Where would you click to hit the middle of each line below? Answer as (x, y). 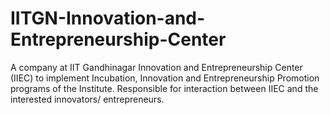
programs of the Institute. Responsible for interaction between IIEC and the (164, 88)
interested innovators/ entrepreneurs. (87, 99)
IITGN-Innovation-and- (108, 18)
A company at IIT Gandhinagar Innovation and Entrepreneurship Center (156, 67)
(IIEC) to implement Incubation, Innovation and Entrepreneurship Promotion (165, 78)
